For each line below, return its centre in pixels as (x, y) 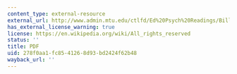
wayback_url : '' (31, 60)
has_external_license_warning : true (61, 27)
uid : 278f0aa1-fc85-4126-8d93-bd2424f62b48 (72, 54)
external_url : (28, 20)
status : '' (23, 40)
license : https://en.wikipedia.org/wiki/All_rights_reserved (99, 33)
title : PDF (23, 47)
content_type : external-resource (56, 14)
